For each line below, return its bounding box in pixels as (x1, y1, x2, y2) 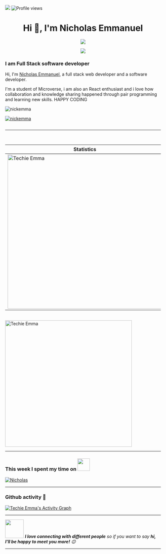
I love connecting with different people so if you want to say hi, (24, 533, 156, 539)
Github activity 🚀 (5, 494, 46, 501)
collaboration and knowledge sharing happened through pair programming (5, 91, 157, 97)
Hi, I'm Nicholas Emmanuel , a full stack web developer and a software (5, 72, 147, 77)
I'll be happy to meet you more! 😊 (5, 538, 76, 545)
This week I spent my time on (5, 466, 77, 473)
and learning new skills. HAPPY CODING (5, 97, 87, 103)
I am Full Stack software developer (5, 60, 90, 67)
